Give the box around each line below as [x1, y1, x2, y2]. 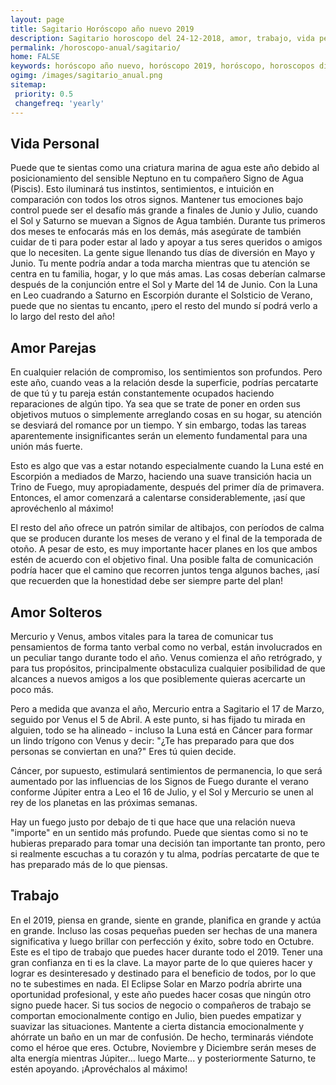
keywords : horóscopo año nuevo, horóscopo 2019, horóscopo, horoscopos [10, 61, 315, 71]
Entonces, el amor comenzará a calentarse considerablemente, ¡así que [10, 492, 306, 504]
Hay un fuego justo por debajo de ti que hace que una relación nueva [10, 816, 296, 828]
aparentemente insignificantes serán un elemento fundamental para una [10, 430, 308, 442]
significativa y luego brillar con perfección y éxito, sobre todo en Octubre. [10, 935, 315, 947]
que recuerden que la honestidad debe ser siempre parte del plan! [10, 575, 283, 587]
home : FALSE [10, 52, 60, 62]
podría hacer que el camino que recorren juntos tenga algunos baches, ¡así [10, 564, 320, 576]
